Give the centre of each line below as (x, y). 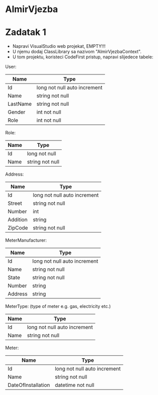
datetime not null (74, 385)
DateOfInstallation (29, 385)
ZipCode (18, 228)
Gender (17, 112)
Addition (18, 220)
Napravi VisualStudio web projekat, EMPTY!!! (59, 46)
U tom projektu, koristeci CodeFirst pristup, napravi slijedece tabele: (83, 57)
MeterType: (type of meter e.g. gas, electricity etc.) (58, 306)
